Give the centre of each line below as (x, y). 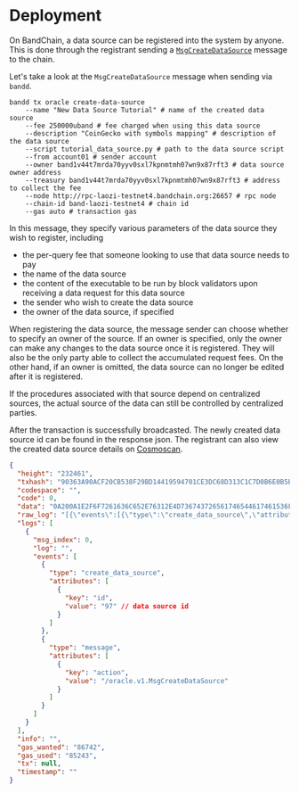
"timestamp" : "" (47, 772)
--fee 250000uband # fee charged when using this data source (143, 126)
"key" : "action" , (97, 673)
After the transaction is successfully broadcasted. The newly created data (145, 430)
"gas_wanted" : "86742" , (61, 747)
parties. (23, 412)
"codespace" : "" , (49, 490)
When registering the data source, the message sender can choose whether (149, 329)
